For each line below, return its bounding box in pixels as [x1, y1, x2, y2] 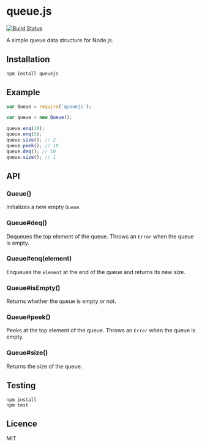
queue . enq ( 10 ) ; [6, 126, 45, 132]
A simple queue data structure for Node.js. [6, 36, 114, 44]
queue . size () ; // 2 [6, 137, 56, 143]
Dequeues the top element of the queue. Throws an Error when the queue [6, 232, 194, 240]
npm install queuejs [6, 71, 59, 77]
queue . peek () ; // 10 [6, 142, 59, 148]
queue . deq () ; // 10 [6, 148, 56, 155]
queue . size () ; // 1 [6, 154, 56, 160]
